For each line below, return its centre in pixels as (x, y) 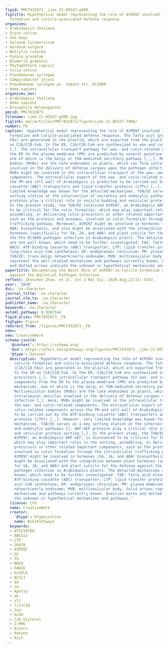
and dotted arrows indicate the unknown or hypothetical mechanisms (82, 266)
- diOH (16, 614)
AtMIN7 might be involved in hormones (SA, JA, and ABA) (75, 456)
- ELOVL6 (19, 573)
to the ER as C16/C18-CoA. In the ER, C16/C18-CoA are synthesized (86, 373)
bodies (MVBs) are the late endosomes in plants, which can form (79, 163)
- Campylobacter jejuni (30, 80)
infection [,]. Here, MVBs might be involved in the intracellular (86, 401)
